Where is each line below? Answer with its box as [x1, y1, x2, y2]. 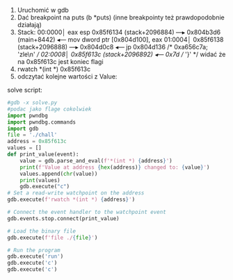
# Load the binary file [7, 227, 77, 235]
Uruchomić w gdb [17, 6, 70, 14]
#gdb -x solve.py [7, 99, 58, 106]
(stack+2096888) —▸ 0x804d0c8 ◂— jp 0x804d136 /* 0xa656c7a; [17, 43, 209, 51]
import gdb [7, 125, 39, 132]
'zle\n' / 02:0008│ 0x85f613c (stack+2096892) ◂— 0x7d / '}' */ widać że [17, 50, 226, 58]
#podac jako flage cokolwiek [7, 106, 92, 113]
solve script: [7, 86, 43, 94]
